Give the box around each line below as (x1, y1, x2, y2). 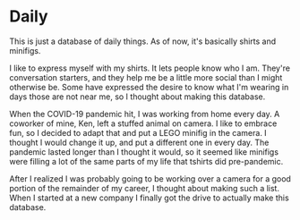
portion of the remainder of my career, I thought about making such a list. (9, 182, 280, 193)
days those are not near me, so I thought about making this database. (9, 91, 266, 102)
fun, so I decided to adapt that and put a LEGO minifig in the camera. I (9, 127, 267, 138)
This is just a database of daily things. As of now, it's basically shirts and (9, 36, 277, 47)
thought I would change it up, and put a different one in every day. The (9, 137, 270, 148)
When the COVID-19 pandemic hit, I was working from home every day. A (9, 108, 280, 119)
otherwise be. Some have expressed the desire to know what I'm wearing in (9, 81, 289, 92)
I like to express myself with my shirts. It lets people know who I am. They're (9, 63, 291, 73)
